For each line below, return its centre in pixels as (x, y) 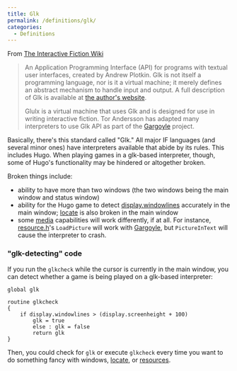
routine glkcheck (33, 302)
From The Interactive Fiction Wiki (56, 54)
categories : (25, 27)
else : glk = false (62, 326)
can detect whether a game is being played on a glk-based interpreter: (110, 276)
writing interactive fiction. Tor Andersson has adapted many (112, 119)
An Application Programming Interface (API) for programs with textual (126, 67)
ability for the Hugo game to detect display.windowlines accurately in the (124, 205)
